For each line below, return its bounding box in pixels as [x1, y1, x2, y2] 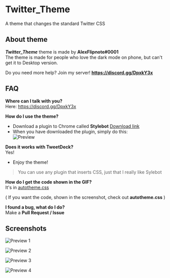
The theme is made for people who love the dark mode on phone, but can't [5, 54, 163, 60]
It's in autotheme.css [5, 184, 49, 190]
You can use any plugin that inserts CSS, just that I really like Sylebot [17, 169, 162, 175]
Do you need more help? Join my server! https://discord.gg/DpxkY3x [5, 69, 153, 75]
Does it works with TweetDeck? [5, 144, 74, 150]
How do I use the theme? [5, 113, 59, 119]
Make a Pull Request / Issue [5, 209, 65, 215]
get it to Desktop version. [5, 60, 59, 66]
